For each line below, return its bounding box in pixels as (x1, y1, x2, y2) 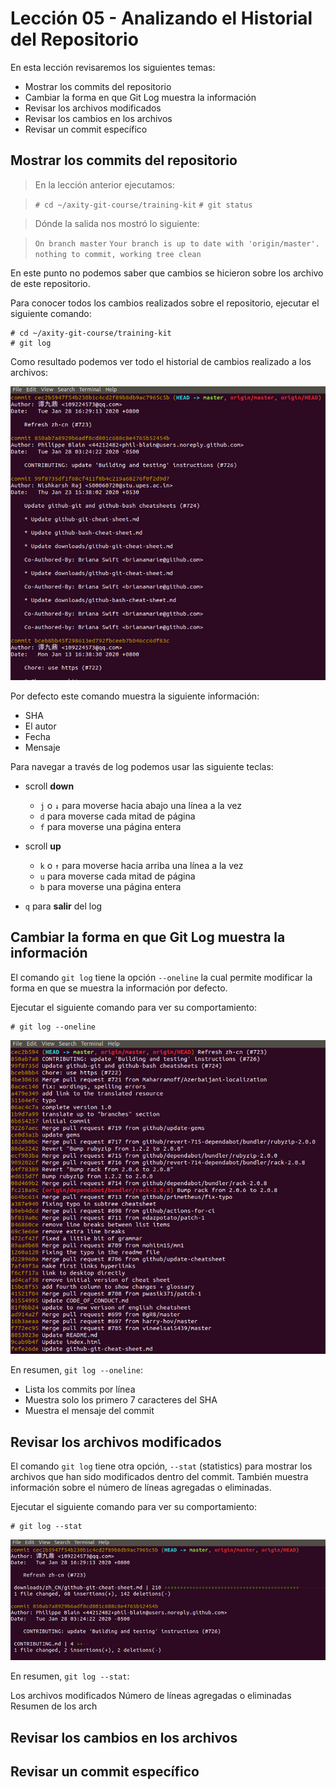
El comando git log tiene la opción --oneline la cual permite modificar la (10, 971, 313, 983)
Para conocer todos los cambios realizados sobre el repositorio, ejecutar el (10, 297, 320, 309)
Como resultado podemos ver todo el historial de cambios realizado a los (10, 355, 312, 367)
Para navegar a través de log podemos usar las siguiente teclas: (10, 760, 274, 772)
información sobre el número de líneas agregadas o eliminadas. (10, 1482, 272, 1494)
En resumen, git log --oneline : (10, 1364, 143, 1376)
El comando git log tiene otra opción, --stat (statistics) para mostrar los (10, 1460, 313, 1472)
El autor (24, 720, 57, 732)
